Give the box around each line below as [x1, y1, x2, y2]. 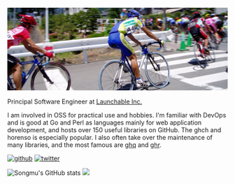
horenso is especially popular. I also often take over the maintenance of [7, 134, 213, 142]
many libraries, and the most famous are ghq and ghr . [7, 141, 162, 149]
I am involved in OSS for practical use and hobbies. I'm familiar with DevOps [7, 111, 227, 120]
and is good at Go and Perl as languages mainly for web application [7, 118, 202, 127]
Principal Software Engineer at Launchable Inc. [7, 97, 143, 106]
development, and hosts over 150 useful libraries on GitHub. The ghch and [7, 126, 222, 134]
